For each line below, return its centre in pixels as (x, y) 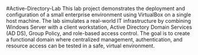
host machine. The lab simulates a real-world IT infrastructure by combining (98, 21)
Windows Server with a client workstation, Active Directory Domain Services (99, 27)
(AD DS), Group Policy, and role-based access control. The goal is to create (98, 33)
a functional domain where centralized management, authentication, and (95, 39)
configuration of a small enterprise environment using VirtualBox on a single (99, 15)
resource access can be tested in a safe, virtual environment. (80, 46)
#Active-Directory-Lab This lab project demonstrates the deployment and (95, 8)
